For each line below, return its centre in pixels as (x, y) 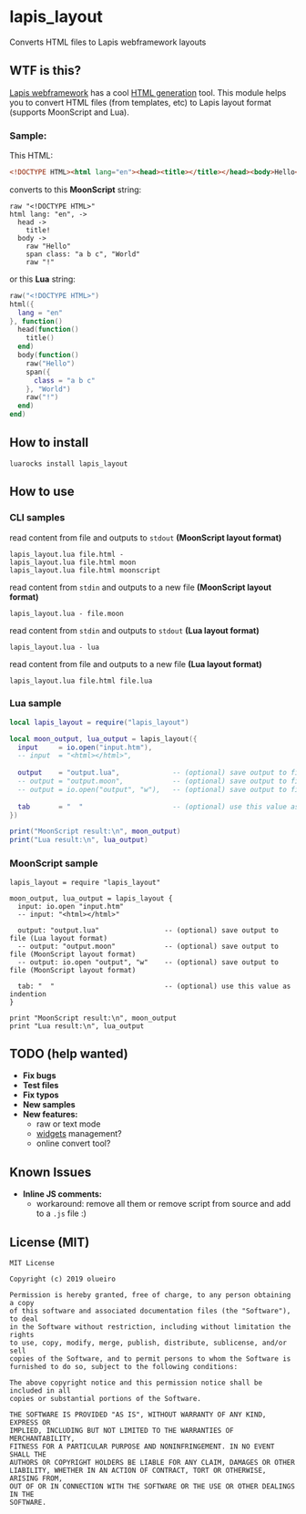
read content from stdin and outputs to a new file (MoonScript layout (140, 587)
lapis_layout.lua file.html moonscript (85, 570)
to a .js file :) (61, 1213)
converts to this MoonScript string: (76, 190)
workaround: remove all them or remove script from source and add (163, 1204)
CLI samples (37, 518)
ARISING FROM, (36, 1478)
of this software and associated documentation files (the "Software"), (150, 1311)
